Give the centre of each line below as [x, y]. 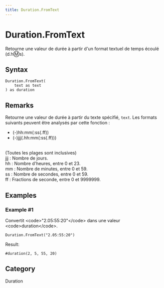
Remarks [20, 105]
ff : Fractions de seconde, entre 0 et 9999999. [53, 180]
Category [20, 269]
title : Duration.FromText [32, 10]
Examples [21, 195]
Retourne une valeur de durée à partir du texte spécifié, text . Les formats [81, 117]
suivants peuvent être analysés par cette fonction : [58, 123]
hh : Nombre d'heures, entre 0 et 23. [43, 164]
